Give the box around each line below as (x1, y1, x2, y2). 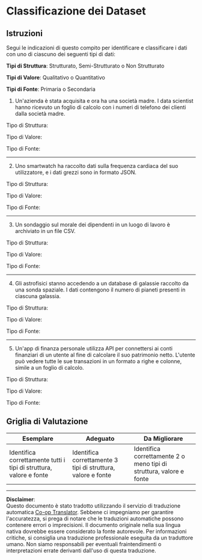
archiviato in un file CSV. (14, 228, 76, 234)
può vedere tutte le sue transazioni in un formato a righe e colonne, (14, 358, 182, 365)
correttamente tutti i (9, 456, 66, 464)
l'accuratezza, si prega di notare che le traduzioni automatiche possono (6, 515, 184, 522)
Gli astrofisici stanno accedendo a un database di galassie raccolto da (14, 280, 189, 287)
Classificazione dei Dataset (6, 4, 146, 18)
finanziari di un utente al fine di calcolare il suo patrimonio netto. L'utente (14, 351, 195, 358)
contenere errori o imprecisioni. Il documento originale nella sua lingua (6, 521, 181, 528)
